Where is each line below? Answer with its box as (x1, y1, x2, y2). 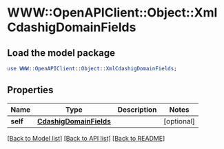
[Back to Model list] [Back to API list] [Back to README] (7, 134, 165, 142)
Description (117, 105, 157, 115)
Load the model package (7, 47, 116, 59)
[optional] (163, 116, 195, 126)
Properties (7, 84, 54, 96)
